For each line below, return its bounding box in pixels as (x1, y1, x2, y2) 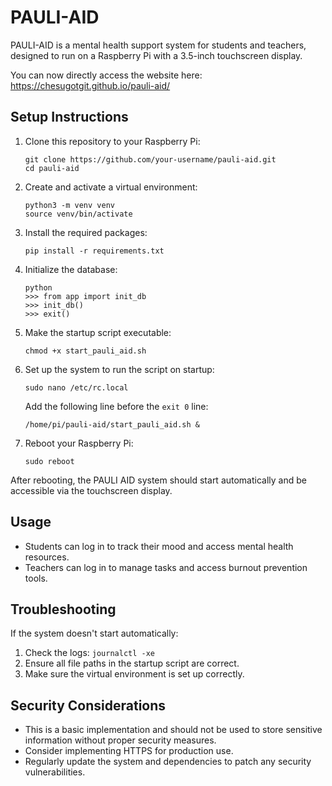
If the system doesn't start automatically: (10, 627, 179, 640)
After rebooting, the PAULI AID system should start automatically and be (10, 474, 307, 486)
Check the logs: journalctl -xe (24, 647, 156, 659)
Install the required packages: (24, 226, 148, 238)
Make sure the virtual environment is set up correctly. (24, 668, 245, 680)
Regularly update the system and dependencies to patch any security (24, 756, 312, 768)
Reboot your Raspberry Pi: (24, 437, 134, 449)
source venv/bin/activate (24, 209, 133, 219)
